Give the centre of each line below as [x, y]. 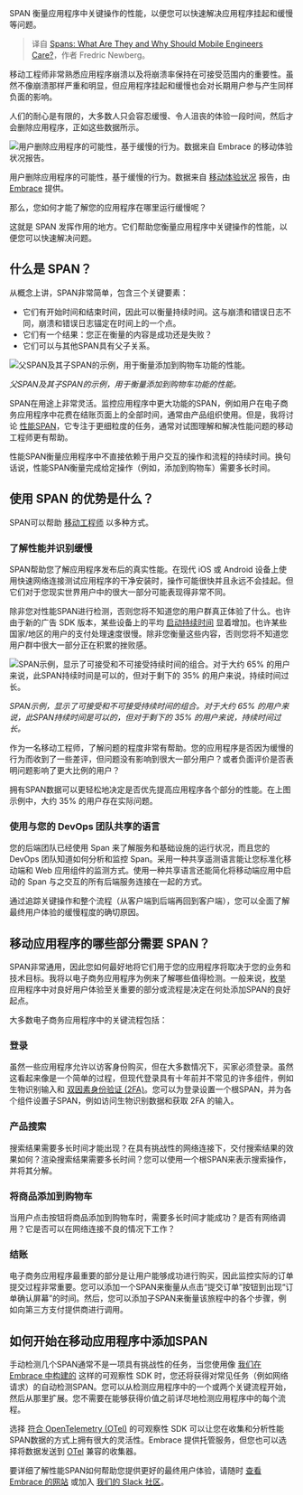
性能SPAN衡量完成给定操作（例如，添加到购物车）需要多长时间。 [154, 467]
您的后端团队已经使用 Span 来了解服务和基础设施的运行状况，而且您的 [140, 848]
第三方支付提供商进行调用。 [76, 1310]
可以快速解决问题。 [60, 238]
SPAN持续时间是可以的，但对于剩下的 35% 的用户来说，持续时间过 [157, 717]
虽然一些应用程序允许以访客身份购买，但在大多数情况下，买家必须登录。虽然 [151, 1067]
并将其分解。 [33, 1170]
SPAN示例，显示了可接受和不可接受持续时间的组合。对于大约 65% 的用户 [145, 705]
